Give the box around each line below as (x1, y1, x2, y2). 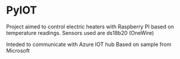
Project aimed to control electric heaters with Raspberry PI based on (6, 23, 174, 30)
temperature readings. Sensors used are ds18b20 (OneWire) (6, 29, 154, 36)
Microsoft (6, 47, 30, 54)
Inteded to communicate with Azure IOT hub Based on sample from (6, 41, 172, 48)
